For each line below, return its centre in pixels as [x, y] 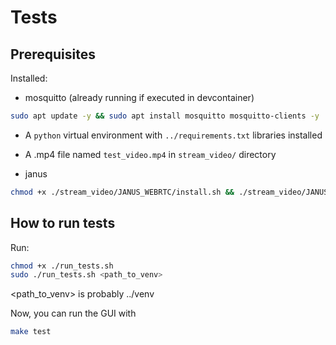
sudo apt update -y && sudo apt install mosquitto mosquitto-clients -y [165, 116]
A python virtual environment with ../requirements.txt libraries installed [173, 135]
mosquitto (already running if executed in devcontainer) [139, 97]
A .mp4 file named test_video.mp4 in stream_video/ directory [150, 154]
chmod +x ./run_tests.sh [62, 266]
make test [31, 332]
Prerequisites [53, 54]
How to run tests [63, 223]
